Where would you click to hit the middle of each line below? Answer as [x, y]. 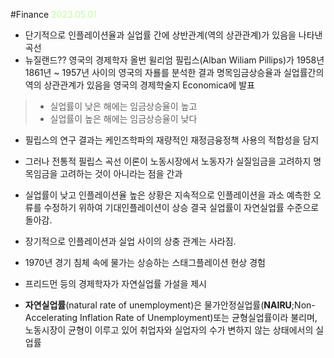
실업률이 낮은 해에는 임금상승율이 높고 [123, 106]
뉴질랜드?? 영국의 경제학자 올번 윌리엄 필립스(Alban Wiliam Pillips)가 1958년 [174, 60]
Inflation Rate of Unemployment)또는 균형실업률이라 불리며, [198, 317]
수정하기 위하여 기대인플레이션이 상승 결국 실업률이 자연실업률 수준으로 [181, 207]
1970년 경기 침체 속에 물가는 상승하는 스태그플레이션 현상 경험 [145, 262]
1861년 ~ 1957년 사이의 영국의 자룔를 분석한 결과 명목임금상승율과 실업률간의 [174, 72]
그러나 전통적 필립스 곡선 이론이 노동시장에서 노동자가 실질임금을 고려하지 [168, 161]
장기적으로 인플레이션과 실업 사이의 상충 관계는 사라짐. [130, 241]
